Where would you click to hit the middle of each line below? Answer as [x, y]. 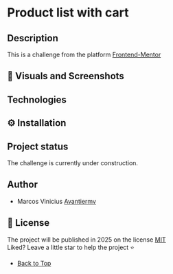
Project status [38, 146]
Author [22, 185]
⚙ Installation [37, 123]
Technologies [37, 99]
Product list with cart [68, 13]
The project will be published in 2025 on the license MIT [86, 240]
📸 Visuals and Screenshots [66, 76]
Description [33, 38]
